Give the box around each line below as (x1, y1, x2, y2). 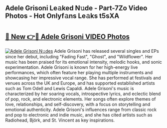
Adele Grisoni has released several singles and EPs (54, 48, 160, 54)
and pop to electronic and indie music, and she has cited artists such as (5, 112, 153, 118)
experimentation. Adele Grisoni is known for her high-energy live (5, 64, 138, 70)
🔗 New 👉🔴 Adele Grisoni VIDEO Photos (5, 32, 130, 41)
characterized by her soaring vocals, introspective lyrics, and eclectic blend (5, 91, 161, 97)
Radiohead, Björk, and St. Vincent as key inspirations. (5, 117, 115, 123)
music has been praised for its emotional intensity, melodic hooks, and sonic (5, 59, 162, 65)
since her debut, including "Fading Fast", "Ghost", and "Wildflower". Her (5, 54, 153, 59)
